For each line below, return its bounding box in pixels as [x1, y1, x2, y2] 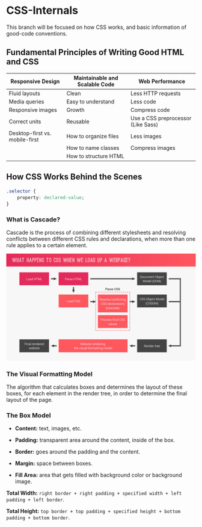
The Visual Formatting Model [6, 369, 93, 378]
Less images [130, 133, 162, 140]
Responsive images [8, 106, 57, 113]
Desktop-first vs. [8, 129, 52, 137]
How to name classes [66, 144, 120, 151]
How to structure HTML [66, 153, 124, 159]
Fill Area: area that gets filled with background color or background [14, 472, 182, 479]
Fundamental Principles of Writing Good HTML [6, 48, 185, 58]
